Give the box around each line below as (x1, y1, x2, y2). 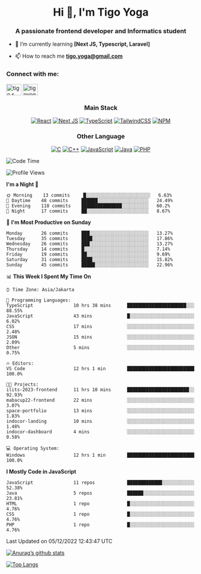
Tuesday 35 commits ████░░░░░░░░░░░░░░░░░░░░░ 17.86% (6, 236, 173, 242)
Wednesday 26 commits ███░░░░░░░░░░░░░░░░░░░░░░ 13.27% (6, 241, 173, 247)
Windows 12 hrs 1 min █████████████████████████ (6, 452, 195, 458)
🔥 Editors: (6, 360, 34, 366)
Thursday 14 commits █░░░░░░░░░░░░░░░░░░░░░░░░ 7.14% (6, 246, 170, 252)
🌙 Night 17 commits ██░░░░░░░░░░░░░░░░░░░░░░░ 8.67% (6, 208, 170, 214)
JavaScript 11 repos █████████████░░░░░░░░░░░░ (6, 480, 195, 486)
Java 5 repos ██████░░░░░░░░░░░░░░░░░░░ (6, 490, 195, 496)
